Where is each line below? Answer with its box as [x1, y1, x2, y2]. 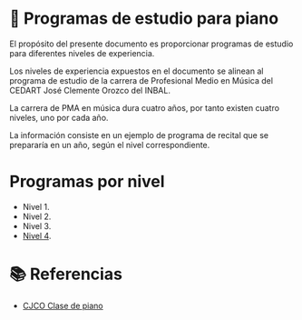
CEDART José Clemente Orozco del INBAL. [9, 85, 170, 95]
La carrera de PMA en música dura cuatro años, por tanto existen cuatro [9, 102, 279, 113]
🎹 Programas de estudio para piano [9, 8, 279, 29]
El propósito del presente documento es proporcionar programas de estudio [9, 38, 294, 49]
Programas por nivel [9, 172, 165, 192]
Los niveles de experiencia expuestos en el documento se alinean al [9, 65, 264, 76]
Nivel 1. [22, 201, 50, 212]
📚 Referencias [9, 264, 122, 285]
